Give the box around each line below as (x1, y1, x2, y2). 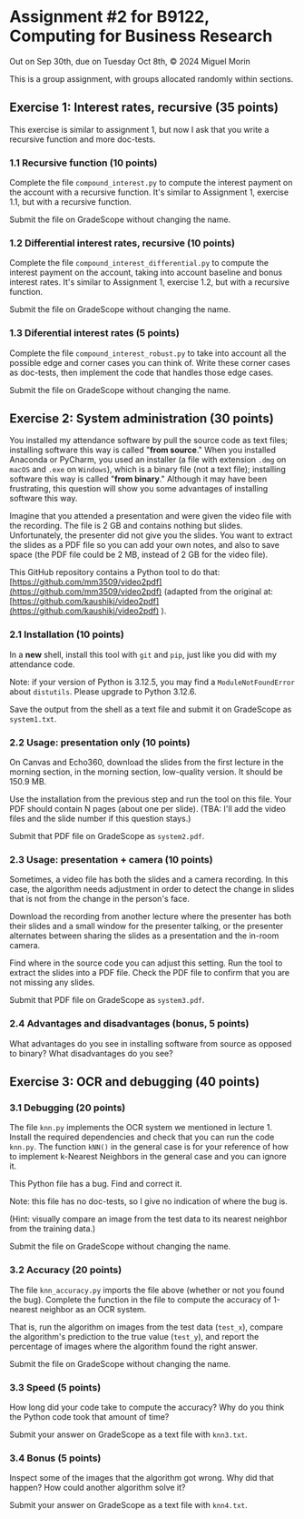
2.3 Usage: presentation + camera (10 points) (9, 853, 213, 866)
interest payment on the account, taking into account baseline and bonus (9, 267, 283, 278)
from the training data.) (9, 1223, 96, 1234)
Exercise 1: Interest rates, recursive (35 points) (9, 100, 279, 116)
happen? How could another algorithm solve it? (9, 1482, 186, 1494)
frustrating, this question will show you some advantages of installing (9, 483, 269, 494)
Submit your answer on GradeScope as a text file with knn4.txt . (9, 1500, 248, 1511)
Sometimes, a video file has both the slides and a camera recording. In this (9, 874, 289, 885)
